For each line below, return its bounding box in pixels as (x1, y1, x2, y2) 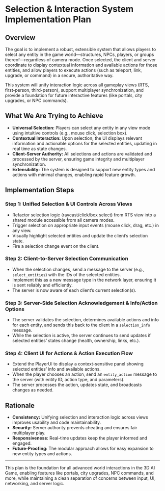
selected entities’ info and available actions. (12, 366, 101, 372)
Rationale (5, 401, 35, 410)
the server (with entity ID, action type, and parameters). (12, 377, 125, 383)
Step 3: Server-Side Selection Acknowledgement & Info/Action (5, 299, 158, 306)
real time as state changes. (12, 146, 67, 152)
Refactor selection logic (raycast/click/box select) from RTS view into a (12, 212, 156, 218)
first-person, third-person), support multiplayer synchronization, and (5, 87, 144, 93)
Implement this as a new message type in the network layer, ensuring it (12, 277, 156, 283)
